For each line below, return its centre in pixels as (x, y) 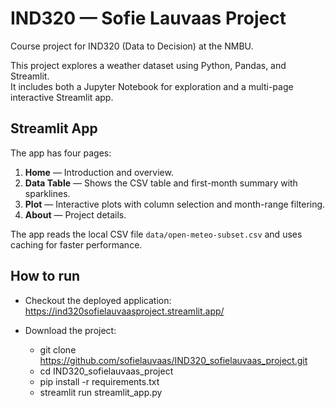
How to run (45, 276)
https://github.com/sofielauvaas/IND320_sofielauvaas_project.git (173, 360)
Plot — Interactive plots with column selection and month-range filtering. (175, 204)
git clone (58, 349)
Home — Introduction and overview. (99, 172)
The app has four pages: (61, 153)
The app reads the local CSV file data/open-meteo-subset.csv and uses (156, 234)
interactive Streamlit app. (62, 97)
